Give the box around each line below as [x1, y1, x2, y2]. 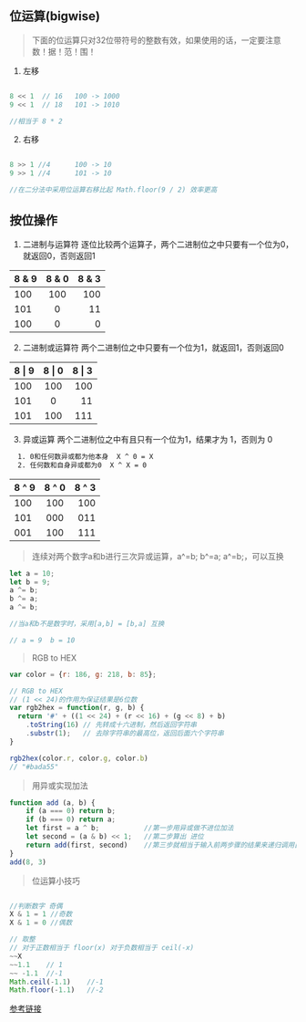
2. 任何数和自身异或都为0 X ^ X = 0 [17, 460, 148, 470]
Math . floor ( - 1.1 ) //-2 [9, 985, 104, 995]
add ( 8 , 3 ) [9, 857, 47, 867]
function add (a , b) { [9, 798, 96, 808]
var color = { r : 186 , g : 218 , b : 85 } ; [9, 670, 157, 679]
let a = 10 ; [9, 568, 55, 578]
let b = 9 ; [9, 578, 51, 587]
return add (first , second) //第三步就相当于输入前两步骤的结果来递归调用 [25, 840, 295, 850]
